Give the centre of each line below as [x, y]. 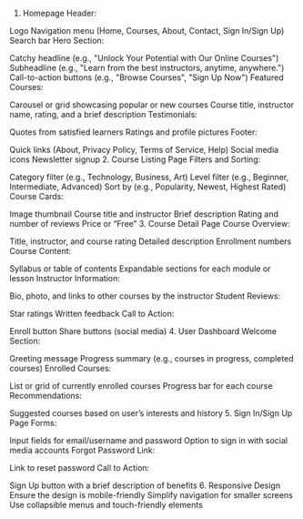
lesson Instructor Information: [65, 278]
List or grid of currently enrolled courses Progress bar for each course [141, 386]
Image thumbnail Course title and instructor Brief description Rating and [144, 214]
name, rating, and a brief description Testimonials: [104, 114]
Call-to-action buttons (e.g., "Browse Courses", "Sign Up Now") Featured [146, 77]
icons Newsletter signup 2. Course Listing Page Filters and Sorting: [135, 159]
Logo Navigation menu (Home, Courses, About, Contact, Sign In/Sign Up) [147, 31]
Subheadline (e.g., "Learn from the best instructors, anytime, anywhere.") [147, 68]
